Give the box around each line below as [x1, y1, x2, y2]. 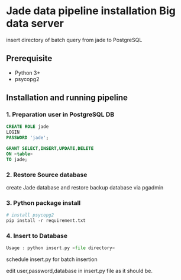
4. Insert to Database [6, 231, 68, 240]
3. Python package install [6, 198, 81, 207]
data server [6, 17, 64, 30]
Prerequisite [6, 53, 53, 63]
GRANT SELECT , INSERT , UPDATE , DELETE [6, 146, 94, 152]
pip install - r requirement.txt [6, 218, 86, 224]
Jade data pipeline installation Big [6, 4, 176, 18]
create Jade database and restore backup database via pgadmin [6, 184, 164, 191]
